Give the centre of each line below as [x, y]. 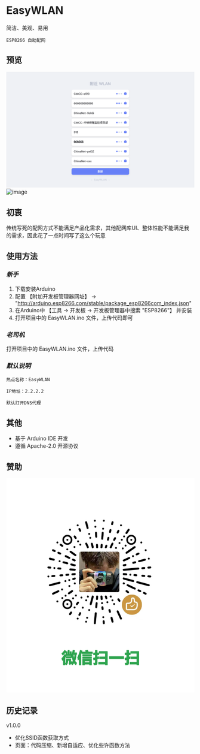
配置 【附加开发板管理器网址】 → [56, 296]
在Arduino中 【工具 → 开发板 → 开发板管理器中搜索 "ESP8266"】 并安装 [103, 310]
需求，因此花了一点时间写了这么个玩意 [58, 236]
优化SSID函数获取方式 [42, 738]
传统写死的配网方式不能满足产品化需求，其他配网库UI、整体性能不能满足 [95, 228]
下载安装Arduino [35, 289]
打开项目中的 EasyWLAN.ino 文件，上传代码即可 [74, 318]
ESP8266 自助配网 [26, 40]
